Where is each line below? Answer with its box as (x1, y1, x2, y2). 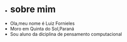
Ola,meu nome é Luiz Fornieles (10, 20, 75, 26)
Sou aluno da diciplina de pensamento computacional (10, 31, 122, 37)
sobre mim (10, 4, 56, 15)
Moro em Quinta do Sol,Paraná (10, 25, 74, 31)
